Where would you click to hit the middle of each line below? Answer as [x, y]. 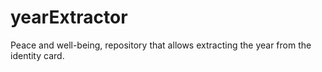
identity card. [37, 55]
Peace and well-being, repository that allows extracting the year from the [161, 45]
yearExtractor [69, 17]
